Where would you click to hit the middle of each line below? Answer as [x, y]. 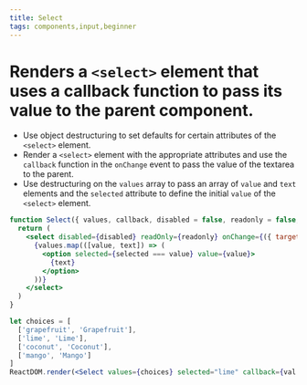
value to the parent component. [132, 110]
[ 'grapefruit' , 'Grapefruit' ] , [77, 329]
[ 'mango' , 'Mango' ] [55, 355]
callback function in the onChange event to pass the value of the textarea [159, 164]
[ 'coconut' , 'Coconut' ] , [65, 347]
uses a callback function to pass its [146, 91]
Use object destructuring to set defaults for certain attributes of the [149, 135]
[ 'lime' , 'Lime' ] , [53, 338]
